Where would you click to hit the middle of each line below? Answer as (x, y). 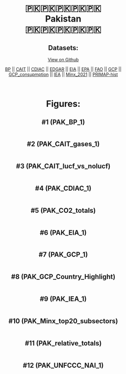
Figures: (63, 104)
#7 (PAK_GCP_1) (63, 255)
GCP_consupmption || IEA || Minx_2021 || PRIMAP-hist (63, 74)
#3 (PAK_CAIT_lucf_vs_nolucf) (63, 166)
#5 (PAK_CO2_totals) (63, 210)
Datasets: (63, 48)
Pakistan (63, 19)
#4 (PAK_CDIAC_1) (63, 188)
